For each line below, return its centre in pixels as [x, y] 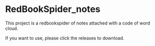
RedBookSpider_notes [53, 9]
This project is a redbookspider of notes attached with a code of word [77, 23]
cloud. [12, 28]
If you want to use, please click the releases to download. [65, 38]
